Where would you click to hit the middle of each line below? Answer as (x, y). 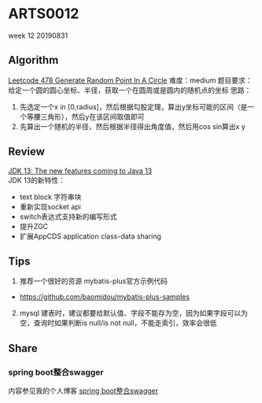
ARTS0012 (44, 14)
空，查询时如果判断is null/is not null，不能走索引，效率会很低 (118, 323)
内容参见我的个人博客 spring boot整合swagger (83, 391)
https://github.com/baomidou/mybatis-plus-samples (105, 297)
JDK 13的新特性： (37, 180)
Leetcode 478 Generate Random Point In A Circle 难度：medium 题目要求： (131, 80)
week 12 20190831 (38, 35)
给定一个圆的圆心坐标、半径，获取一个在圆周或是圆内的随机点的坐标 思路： (130, 90)
